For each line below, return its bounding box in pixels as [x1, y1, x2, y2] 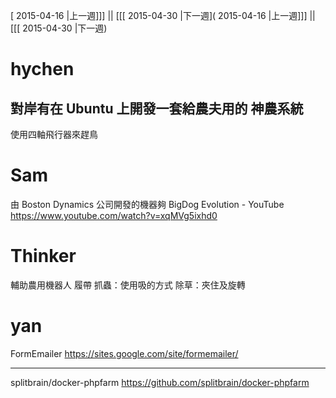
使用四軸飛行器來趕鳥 [10, 129, 98, 140]
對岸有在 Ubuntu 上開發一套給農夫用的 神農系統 [10, 100, 304, 117]
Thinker [10, 245, 77, 268]
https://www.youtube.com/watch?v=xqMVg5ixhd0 [10, 209, 218, 221]
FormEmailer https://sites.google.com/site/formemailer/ [10, 347, 239, 359]
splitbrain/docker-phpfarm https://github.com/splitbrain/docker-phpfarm [10, 376, 310, 388]
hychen [10, 58, 75, 81]
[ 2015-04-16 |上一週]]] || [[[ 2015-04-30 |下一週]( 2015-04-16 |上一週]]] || [10, 10, 316, 21]
